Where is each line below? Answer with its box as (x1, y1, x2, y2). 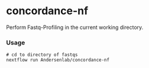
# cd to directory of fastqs (6, 52, 78, 58)
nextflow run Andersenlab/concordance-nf (6, 57, 110, 63)
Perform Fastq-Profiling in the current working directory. (6, 24, 144, 31)
